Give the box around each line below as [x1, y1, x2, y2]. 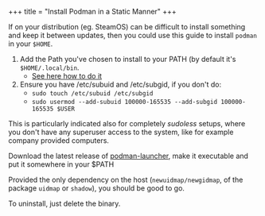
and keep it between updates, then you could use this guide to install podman [8, 31, 257, 40]
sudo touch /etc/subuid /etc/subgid [31, 90, 154, 98]
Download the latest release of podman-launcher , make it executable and [8, 151, 249, 160]
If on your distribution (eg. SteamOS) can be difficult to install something [8, 22, 246, 31]
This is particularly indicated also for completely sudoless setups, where [8, 119, 246, 128]
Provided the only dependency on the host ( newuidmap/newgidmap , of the [8, 175, 244, 184]
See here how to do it [31, 71, 102, 80]
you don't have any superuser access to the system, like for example [8, 127, 234, 137]
